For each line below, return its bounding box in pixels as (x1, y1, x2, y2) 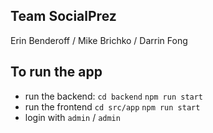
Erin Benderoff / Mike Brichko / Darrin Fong (10, 34, 188, 46)
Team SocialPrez (10, 8, 117, 25)
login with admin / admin (24, 111, 121, 123)
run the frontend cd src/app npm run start (24, 100, 201, 113)
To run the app (10, 64, 103, 81)
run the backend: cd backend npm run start (24, 90, 204, 102)
